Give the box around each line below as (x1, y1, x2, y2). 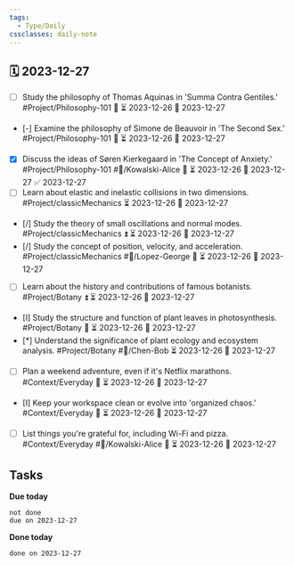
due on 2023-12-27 (9, 516, 78, 526)
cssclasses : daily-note (9, 29, 98, 38)
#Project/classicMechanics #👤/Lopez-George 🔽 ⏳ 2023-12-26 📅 (21, 251, 259, 262)
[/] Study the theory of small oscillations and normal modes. (21, 218, 242, 229)
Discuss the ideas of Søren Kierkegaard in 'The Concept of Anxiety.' (21, 153, 273, 165)
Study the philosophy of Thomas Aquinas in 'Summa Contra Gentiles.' (21, 92, 279, 102)
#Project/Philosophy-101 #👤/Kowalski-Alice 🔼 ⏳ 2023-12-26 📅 (21, 164, 249, 175)
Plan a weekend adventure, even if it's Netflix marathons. (21, 366, 232, 377)
